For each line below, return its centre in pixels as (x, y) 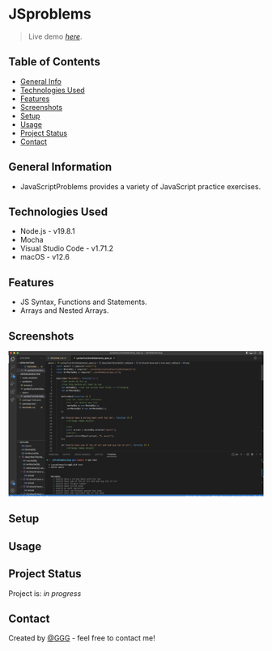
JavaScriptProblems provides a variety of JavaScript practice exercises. (140, 186)
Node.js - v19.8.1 (47, 231)
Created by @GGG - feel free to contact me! (82, 638)
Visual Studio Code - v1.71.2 (67, 248)
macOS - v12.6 (45, 257)
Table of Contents (55, 62)
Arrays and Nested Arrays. (64, 311)
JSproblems (50, 14)
